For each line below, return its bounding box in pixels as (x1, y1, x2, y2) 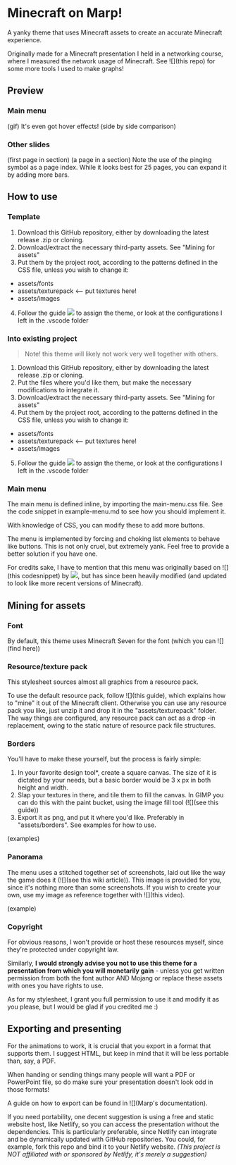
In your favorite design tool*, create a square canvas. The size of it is (17, 768, 217, 777)
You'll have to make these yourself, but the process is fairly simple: (7, 755, 201, 764)
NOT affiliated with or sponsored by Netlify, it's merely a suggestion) (7, 1150, 207, 1158)
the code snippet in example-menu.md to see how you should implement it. (7, 507, 227, 516)
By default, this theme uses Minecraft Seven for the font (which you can (7, 636, 216, 645)
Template (7, 212, 41, 222)
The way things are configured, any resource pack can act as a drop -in (7, 714, 216, 723)
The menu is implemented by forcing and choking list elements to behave (7, 535, 221, 543)
